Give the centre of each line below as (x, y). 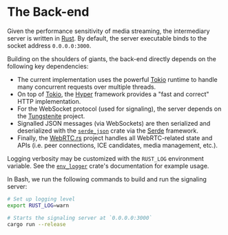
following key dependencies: (48, 66)
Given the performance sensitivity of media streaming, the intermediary (108, 31)
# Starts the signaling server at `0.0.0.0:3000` (80, 218)
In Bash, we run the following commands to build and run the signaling (107, 179)
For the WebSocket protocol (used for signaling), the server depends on (119, 109)
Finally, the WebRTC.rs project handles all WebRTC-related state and (115, 137)
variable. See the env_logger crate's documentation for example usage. (108, 166)
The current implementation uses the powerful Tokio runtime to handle (117, 79)
